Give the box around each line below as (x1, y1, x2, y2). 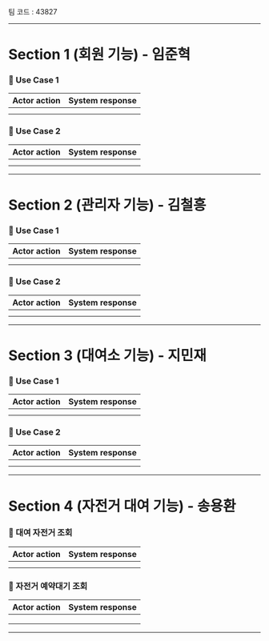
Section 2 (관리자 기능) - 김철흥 (8, 195, 207, 214)
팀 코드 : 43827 (8, 7, 58, 16)
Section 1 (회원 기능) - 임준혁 (8, 46, 191, 64)
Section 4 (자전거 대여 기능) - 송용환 (8, 497, 236, 515)
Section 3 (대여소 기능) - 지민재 (8, 347, 207, 364)
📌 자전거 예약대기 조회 (8, 580, 88, 591)
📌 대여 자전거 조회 (8, 527, 73, 539)
